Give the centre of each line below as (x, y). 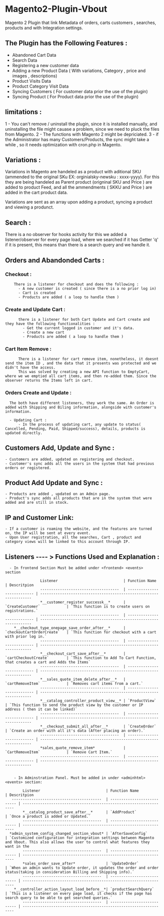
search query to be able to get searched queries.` (59, 898)
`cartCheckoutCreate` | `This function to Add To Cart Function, (81, 658)
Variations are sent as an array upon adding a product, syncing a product (79, 202)
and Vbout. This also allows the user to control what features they (78, 842)
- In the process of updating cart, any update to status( (79, 424)
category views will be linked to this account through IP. (68, 542)
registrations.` (22, 611)
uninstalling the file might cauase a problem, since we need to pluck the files (82, 129)
